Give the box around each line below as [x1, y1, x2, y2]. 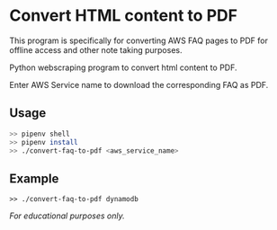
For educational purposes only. [9, 210, 125, 221]
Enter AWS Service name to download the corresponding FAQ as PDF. [9, 79, 269, 90]
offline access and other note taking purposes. [9, 44, 183, 55]
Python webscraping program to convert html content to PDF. [9, 62, 237, 73]
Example [9, 171, 59, 186]
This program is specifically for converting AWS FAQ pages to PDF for [9, 35, 268, 46]
